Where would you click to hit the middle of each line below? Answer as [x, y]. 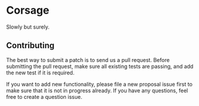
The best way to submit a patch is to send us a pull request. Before [88, 60]
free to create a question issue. [44, 96]
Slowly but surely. [28, 27]
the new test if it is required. [40, 73]
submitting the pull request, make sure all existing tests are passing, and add [100, 66]
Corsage [28, 10]
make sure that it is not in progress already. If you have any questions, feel [97, 91]
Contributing [30, 46]
